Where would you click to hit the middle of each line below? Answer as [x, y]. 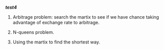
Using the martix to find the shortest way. [56, 42]
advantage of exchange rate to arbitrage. [56, 22]
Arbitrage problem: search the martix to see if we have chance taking [86, 17]
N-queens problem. [33, 32]
